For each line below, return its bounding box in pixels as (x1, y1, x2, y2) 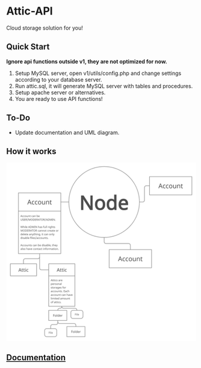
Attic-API (6, 4, 53, 18)
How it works (6, 146, 57, 157)
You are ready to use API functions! (14, 95, 104, 102)
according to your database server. (14, 76, 102, 83)
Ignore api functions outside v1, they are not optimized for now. (6, 57, 167, 65)
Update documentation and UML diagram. (14, 129, 120, 136)
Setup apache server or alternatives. (14, 89, 106, 96)
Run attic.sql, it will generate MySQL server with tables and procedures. (14, 82, 193, 89)
